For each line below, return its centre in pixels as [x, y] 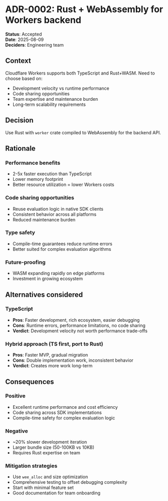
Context [18, 61]
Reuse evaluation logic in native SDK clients [58, 209]
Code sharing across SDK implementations [57, 412]
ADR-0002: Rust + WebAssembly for [84, 9]
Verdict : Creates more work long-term [52, 366]
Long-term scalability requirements [49, 104]
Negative [17, 431]
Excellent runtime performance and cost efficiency [65, 407]
